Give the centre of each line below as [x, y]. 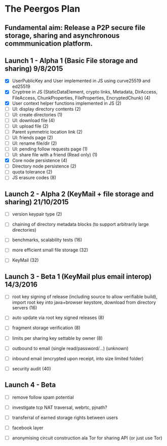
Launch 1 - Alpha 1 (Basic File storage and [71, 61]
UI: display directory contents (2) [47, 109]
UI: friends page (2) [33, 137]
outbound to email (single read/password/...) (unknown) [70, 348]
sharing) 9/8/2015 [34, 68]
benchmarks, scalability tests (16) [47, 240]
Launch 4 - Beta [30, 385]
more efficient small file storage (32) [50, 250]
